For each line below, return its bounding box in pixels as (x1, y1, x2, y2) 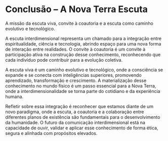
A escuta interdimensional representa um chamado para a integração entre (5, 35, 162, 41)
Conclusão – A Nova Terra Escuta (5, 4, 148, 15)
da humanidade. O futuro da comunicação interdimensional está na (5, 119, 146, 125)
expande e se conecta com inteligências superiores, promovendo (5, 72, 142, 78)
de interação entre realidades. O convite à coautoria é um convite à (5, 46, 146, 52)
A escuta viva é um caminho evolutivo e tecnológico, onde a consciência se (5, 67, 163, 73)
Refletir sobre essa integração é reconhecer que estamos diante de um (5, 103, 154, 109)
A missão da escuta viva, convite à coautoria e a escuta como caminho (5, 20, 153, 26)
